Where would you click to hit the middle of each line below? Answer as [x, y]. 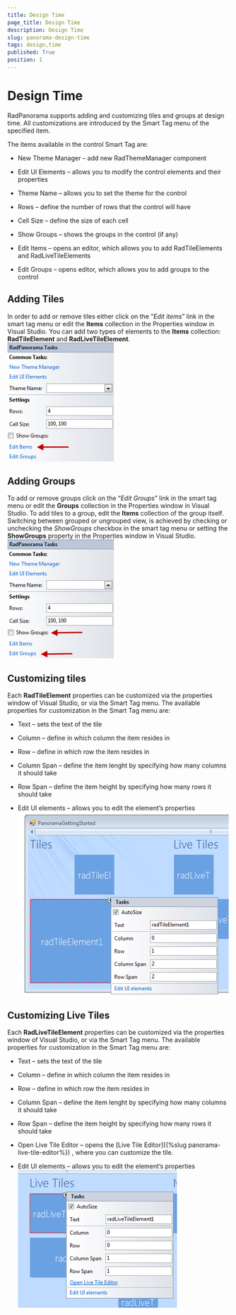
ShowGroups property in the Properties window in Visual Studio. [102, 536]
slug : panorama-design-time [49, 38]
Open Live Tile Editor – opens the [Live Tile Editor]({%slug [102, 1145]
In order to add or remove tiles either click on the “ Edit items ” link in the [111, 316]
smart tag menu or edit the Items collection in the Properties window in [111, 323]
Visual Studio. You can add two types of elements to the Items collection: [114, 331]
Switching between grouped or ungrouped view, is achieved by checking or [117, 521]
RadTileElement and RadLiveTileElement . [69, 339]
